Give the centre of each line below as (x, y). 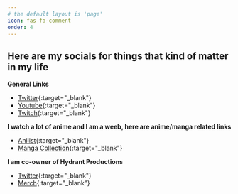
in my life (28, 67)
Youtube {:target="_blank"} (56, 106)
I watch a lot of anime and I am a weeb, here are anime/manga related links (119, 127)
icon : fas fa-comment (39, 21)
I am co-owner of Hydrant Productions (65, 162)
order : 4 (20, 27)
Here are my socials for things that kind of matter (118, 56)
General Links (28, 84)
